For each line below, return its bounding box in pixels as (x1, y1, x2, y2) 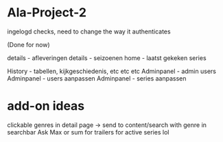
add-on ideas (7, 98, 85, 114)
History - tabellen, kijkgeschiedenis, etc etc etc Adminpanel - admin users (7, 67, 216, 75)
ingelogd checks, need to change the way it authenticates (7, 27, 171, 35)
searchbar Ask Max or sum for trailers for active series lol (7, 128, 169, 136)
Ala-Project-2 (7, 5, 87, 20)
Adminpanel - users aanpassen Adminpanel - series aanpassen (7, 74, 187, 83)
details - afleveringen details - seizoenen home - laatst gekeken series (7, 53, 207, 62)
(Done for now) (7, 40, 50, 48)
